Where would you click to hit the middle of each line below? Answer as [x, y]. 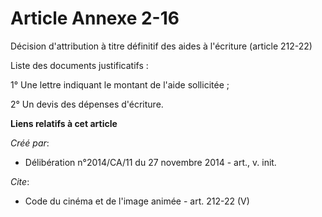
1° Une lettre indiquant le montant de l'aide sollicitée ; [120, 84]
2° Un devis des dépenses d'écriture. [87, 104]
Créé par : [30, 143]
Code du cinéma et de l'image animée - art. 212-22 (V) [137, 201]
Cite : [20, 181]
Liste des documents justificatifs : [79, 65]
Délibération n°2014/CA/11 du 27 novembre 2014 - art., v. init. [150, 162]
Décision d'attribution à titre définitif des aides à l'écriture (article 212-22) [161, 46]
